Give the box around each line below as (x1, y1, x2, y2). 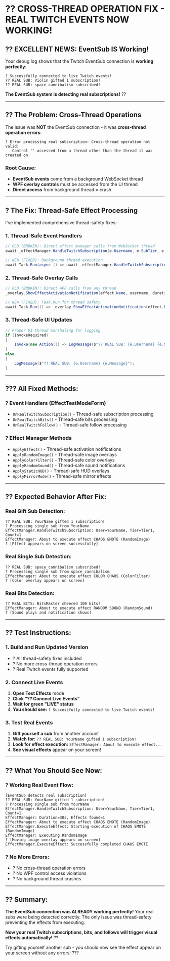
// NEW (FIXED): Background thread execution (5, 257, 103, 263)
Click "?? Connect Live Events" (12, 695, 80, 701)
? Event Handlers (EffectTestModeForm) (5, 400, 106, 406)
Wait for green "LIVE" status (12, 701, 74, 707)
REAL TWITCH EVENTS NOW (5, 14, 130, 25)
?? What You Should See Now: (5, 766, 103, 775)
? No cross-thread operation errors (12, 865, 86, 871)
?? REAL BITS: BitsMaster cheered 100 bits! (5, 601, 101, 606)
